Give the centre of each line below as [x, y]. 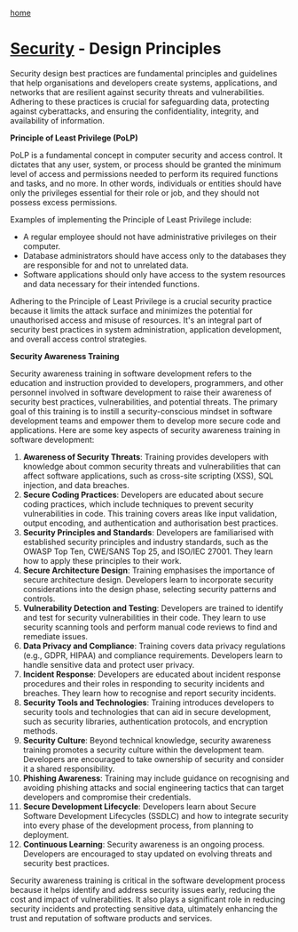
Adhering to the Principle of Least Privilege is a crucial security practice [141, 301]
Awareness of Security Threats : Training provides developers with [145, 456]
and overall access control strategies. [78, 339]
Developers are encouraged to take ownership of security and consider [153, 759]
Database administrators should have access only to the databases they [154, 255]
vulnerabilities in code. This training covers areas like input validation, [150, 513]
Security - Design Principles [116, 49]
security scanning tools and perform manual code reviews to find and [150, 627]
